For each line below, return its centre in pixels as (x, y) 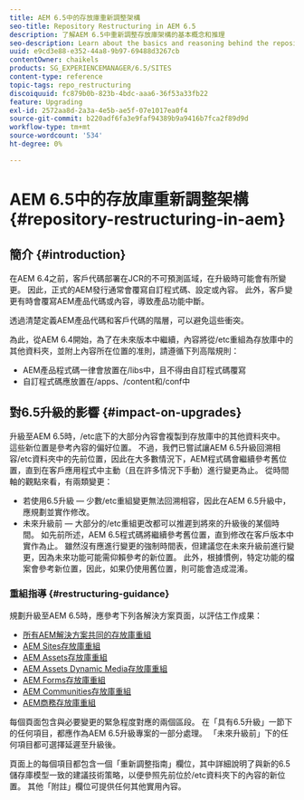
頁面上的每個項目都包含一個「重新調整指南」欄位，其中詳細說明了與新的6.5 (150, 763)
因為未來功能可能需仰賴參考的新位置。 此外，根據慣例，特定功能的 (162, 557)
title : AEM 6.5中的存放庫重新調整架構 (75, 18)
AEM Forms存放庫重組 (64, 680)
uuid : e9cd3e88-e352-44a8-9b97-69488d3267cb (95, 52)
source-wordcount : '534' (56, 136)
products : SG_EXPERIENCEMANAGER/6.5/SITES (90, 69)
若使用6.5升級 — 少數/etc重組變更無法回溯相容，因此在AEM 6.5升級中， (157, 500)
